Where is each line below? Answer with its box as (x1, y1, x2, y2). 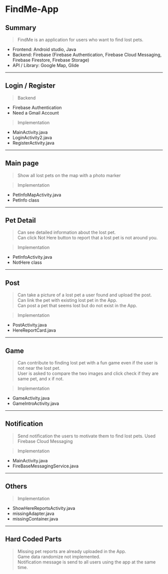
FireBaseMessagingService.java (12, 463, 79, 469)
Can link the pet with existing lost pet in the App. (17, 297, 117, 303)
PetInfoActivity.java (12, 254, 52, 260)
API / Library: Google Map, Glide (12, 63, 79, 68)
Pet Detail (5, 216, 36, 225)
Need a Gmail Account (12, 110, 59, 116)
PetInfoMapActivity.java (12, 192, 61, 198)
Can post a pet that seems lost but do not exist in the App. (17, 303, 137, 309)
